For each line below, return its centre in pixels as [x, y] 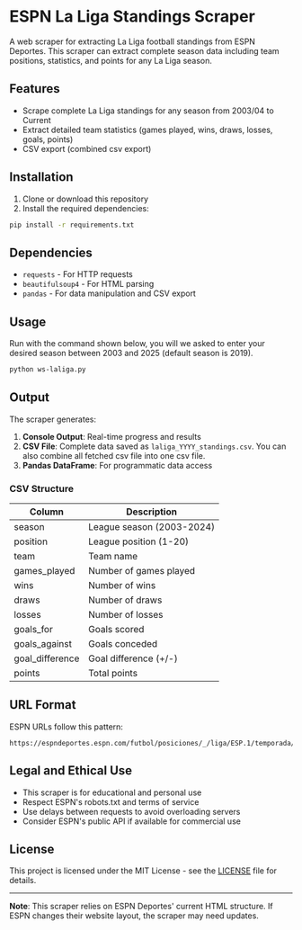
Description [151, 512]
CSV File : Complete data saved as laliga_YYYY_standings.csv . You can [154, 446]
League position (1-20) [139, 541]
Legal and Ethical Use [71, 771]
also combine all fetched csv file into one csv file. [114, 455]
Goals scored [116, 630]
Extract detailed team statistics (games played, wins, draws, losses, [147, 130]
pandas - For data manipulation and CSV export [109, 293]
